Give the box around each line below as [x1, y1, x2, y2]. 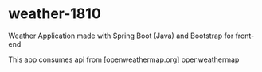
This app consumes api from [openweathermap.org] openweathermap [8, 55, 240, 64]
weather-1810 [8, 5, 101, 23]
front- [235, 31, 255, 40]
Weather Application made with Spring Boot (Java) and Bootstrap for [8, 31, 234, 40]
